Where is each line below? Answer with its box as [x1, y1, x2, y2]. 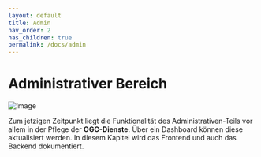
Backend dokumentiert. [8, 141, 84, 151]
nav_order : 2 [8, 26, 51, 34]
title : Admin [8, 19, 51, 27]
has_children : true [8, 33, 73, 42]
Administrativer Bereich [8, 75, 168, 93]
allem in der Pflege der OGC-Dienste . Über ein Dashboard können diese [8, 125, 243, 134]
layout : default [8, 11, 62, 20]
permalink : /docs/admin [8, 41, 87, 49]
